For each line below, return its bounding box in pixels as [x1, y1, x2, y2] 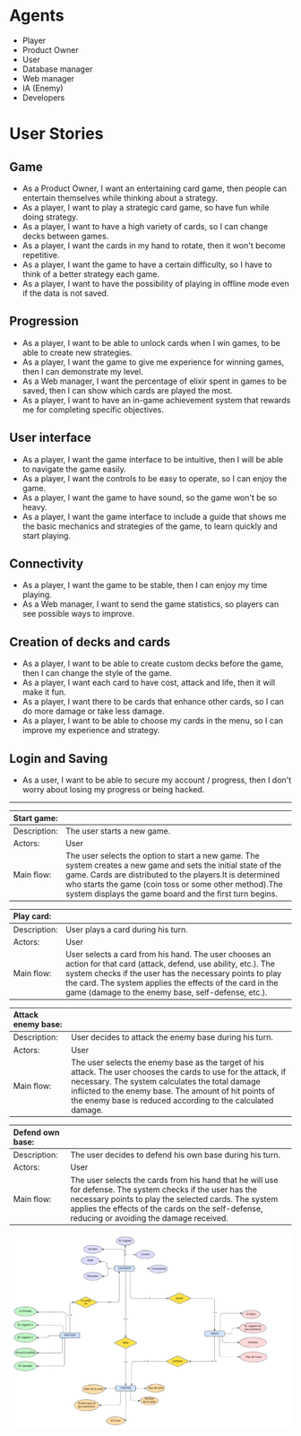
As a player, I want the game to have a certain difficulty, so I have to [21, 259, 272, 270]
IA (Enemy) [21, 82, 64, 93]
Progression [9, 314, 79, 329]
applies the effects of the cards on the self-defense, [70, 1203, 263, 1214]
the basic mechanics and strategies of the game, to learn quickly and [21, 521, 278, 532]
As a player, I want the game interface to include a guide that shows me [21, 511, 287, 522]
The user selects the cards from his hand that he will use [70, 1174, 279, 1185]
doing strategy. [21, 212, 79, 222]
